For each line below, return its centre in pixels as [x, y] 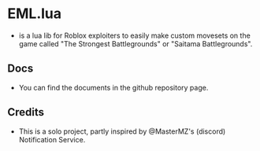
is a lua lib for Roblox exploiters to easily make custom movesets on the [135, 35]
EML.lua [35, 14]
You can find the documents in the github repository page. [113, 87]
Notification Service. [52, 139]
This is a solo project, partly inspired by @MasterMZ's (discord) [122, 131]
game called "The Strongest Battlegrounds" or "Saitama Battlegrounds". [136, 43]
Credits [26, 112]
